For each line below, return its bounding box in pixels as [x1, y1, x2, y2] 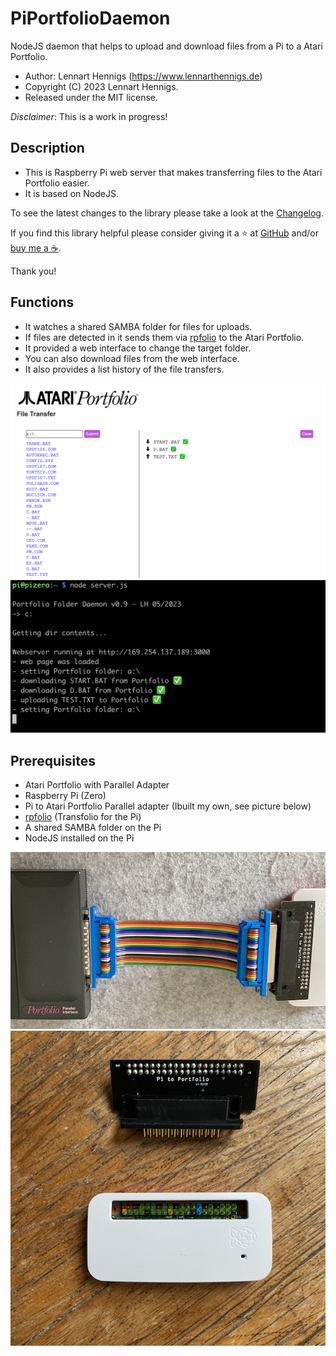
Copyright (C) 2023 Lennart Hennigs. [24, 80, 179, 92]
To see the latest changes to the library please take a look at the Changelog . [10, 207, 324, 219]
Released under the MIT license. [24, 91, 159, 103]
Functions [10, 294, 75, 311]
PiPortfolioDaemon [10, 7, 171, 30]
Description [10, 140, 85, 157]
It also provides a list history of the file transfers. [24, 363, 225, 375]
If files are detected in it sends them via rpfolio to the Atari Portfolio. [24, 331, 305, 343]
